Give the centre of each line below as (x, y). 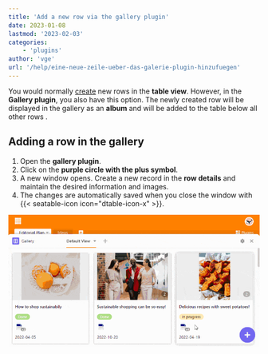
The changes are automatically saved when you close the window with (136, 195)
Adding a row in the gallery (77, 142)
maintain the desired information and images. (94, 186)
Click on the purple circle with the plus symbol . (99, 169)
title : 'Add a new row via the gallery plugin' (89, 17)
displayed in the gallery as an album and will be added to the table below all (133, 108)
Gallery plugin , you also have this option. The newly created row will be (126, 99)
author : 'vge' (32, 59)
